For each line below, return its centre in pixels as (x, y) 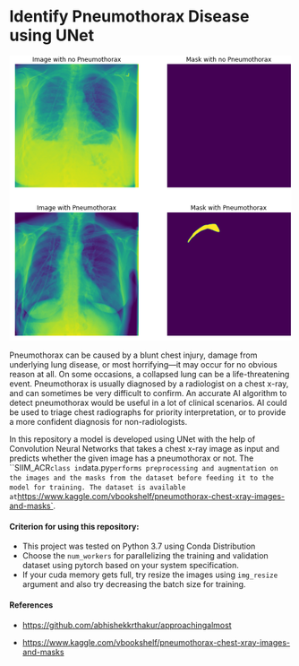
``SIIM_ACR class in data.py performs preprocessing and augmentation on (144, 468)
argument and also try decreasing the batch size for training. (134, 584)
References (31, 605)
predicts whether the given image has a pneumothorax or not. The (132, 458)
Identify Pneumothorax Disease (129, 17)
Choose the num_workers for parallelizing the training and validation (145, 556)
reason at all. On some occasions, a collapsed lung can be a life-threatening (149, 375)
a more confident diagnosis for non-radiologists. (98, 422)
